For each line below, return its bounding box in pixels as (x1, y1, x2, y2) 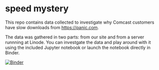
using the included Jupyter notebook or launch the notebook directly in (5, 44, 151, 50)
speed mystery (5, 3, 69, 14)
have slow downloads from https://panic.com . (5, 24, 99, 30)
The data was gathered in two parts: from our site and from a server (5, 34, 145, 40)
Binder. (5, 50, 20, 56)
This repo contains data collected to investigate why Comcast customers (5, 19, 155, 25)
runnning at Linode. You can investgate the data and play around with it (5, 39, 151, 45)
